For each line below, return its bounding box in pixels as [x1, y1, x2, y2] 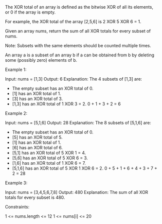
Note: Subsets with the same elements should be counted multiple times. [5, 43, 152, 48]
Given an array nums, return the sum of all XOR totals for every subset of [5, 28, 151, 34]
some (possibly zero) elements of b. [5, 57, 77, 63]
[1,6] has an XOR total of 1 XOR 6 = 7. [12, 160, 86, 166]
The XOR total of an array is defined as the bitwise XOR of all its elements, [5, 4, 153, 10]
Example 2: [5, 110, 28, 116]
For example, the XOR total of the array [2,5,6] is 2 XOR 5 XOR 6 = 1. [5, 19, 142, 24]
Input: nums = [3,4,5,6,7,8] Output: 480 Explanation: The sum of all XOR [5, 190, 148, 195]
